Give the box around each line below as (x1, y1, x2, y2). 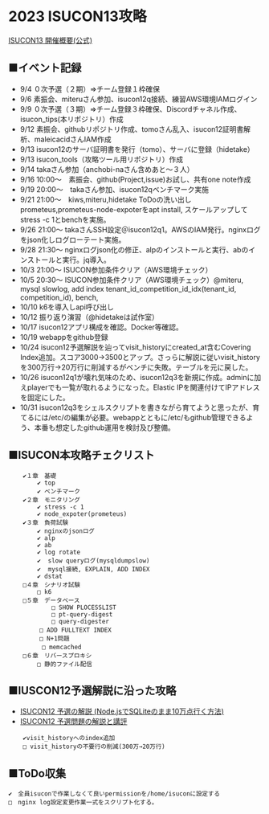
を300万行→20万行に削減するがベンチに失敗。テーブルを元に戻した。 (19, 362, 253, 372)
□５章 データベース (22, 596, 80, 604)
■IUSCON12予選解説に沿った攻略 (8, 684, 177, 697)
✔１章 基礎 (22, 472, 57, 480)
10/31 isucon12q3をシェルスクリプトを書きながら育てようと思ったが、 (19, 403, 253, 412)
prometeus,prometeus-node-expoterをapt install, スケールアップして (19, 204, 248, 214)
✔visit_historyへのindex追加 (22, 734, 116, 742)
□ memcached (41, 643, 82, 651)
